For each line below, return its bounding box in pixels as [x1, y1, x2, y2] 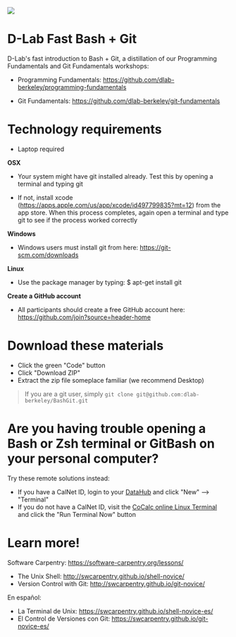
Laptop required [17, 145, 65, 153]
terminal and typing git [17, 179, 83, 188]
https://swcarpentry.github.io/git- [111, 614, 209, 623]
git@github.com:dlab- [136, 391, 200, 398]
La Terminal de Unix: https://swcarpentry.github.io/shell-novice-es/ [17, 607, 213, 615]
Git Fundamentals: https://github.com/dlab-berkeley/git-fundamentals [17, 96, 221, 105]
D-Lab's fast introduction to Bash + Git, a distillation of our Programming [7, 54, 217, 63]
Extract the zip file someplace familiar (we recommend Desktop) [17, 376, 204, 384]
